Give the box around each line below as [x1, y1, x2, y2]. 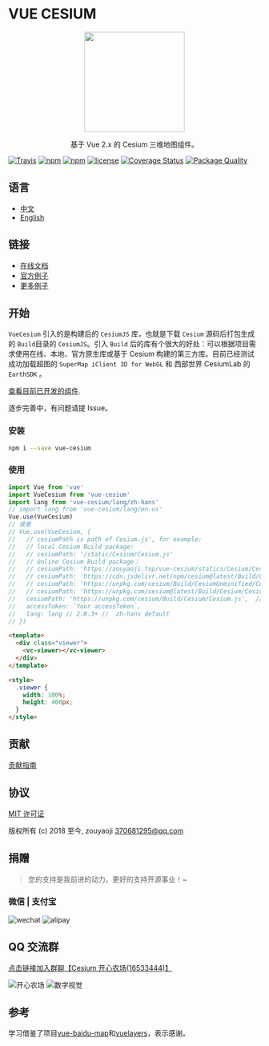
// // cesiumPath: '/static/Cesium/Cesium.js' [8, 550, 174, 558]
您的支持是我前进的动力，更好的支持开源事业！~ [27, 874, 188, 884]
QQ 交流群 [8, 940, 59, 954]
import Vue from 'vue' [8, 483, 84, 491]
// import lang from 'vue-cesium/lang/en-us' [8, 506, 163, 514]
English [19, 212, 45, 222]
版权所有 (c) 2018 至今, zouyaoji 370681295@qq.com [8, 826, 184, 835]
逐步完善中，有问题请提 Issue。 [8, 403, 112, 413]
